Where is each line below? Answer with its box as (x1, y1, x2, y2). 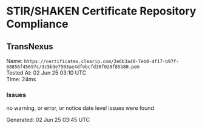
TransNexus (6, 41, 53, 52)
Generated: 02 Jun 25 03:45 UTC (6, 116, 90, 124)
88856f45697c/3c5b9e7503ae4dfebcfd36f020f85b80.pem (6, 64, 140, 70)
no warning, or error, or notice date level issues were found (6, 104, 155, 112)
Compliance (6, 17, 69, 31)
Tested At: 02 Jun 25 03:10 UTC (6, 69, 87, 76)
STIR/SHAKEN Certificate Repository (6, 4, 197, 18)
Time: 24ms (6, 76, 36, 83)
